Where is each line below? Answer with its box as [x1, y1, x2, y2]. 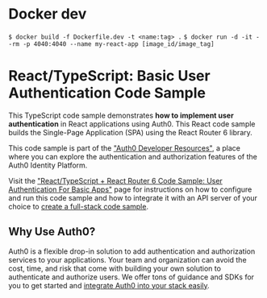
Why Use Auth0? [8, 225, 96, 238]
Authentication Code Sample [8, 84, 207, 102]
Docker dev [8, 5, 87, 23]
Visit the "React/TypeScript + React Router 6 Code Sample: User [8, 176, 223, 185]
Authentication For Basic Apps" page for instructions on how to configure [8, 184, 252, 194]
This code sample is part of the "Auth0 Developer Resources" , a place [8, 143, 240, 153]
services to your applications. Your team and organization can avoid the [8, 255, 248, 264]
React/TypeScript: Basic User [8, 67, 211, 85]
